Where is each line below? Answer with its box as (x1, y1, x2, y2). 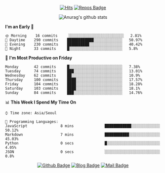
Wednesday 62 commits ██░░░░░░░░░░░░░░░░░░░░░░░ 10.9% (5, 73, 140, 78)
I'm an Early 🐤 (5, 24, 34, 30)
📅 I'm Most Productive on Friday (5, 55, 73, 61)
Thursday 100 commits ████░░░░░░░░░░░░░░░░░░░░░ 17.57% (5, 77, 142, 82)
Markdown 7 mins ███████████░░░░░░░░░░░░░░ (5, 132, 161, 137)
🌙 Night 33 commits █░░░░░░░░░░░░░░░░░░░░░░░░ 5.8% (5, 46, 138, 51)
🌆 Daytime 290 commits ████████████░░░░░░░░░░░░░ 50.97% (5, 37, 142, 42)
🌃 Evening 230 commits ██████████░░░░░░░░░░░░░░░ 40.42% (5, 42, 142, 47)
